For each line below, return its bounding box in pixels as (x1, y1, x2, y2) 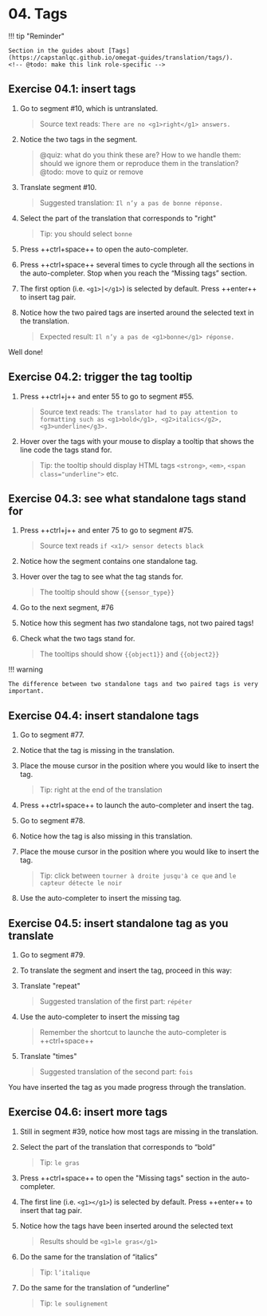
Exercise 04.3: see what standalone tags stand (8, 492, 247, 505)
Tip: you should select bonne (39, 228, 133, 238)
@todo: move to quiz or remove (39, 167, 143, 176)
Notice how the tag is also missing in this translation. (19, 831, 193, 841)
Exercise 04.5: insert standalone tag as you (8, 916, 229, 930)
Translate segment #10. (19, 182, 97, 192)
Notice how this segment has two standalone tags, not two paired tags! (19, 618, 254, 628)
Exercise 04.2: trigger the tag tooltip (8, 371, 193, 384)
